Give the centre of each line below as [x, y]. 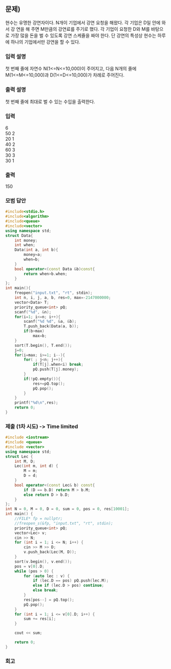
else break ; [45, 590]
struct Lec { [19, 456]
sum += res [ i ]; [40, 619]
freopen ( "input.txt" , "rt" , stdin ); [54, 293]
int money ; [26, 240]
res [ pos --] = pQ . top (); [49, 600]
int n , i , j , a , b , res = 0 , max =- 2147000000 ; [63, 298]
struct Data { [19, 235]
